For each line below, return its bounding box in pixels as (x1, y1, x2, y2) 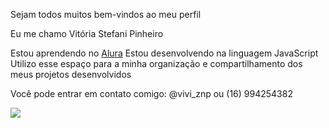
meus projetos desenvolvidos (10, 69, 132, 80)
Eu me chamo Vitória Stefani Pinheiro (10, 28, 164, 39)
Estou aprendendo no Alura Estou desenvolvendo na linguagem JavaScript (10, 47, 319, 59)
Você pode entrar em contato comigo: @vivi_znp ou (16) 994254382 (10, 88, 293, 99)
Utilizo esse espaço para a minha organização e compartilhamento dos (10, 58, 303, 69)
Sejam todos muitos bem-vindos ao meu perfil (10, 9, 202, 20)
